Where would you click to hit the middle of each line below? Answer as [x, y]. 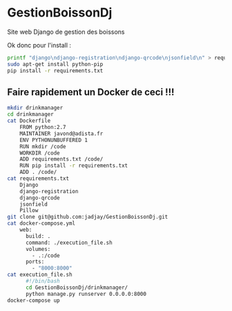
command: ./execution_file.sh [69, 243]
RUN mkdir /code [43, 146]
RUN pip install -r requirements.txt [74, 166]
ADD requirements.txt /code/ [61, 159]
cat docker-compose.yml [41, 223]
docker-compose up [33, 300]
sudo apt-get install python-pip [55, 64]
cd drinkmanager [30, 114]
